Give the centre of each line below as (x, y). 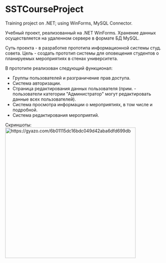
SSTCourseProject (44, 9)
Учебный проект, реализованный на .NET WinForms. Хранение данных (80, 33)
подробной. (25, 110)
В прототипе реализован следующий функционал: (59, 68)
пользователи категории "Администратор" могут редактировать (82, 94)
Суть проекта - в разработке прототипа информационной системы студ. (83, 48)
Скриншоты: (18, 125)
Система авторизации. (37, 83)
